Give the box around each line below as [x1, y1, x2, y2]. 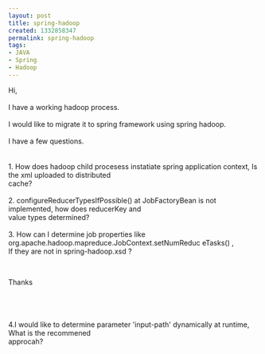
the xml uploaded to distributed [8, 170, 111, 179]
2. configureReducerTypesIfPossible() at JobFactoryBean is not [8, 195, 216, 205]
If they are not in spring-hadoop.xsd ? [8, 246, 133, 256]
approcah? [8, 336, 44, 346]
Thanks [8, 277, 33, 287]
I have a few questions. [8, 136, 84, 146]
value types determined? [8, 212, 90, 222]
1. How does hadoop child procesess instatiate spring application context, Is [8, 161, 258, 171]
